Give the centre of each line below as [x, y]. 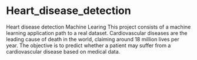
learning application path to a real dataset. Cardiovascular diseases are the [97, 33]
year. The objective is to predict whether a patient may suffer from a [89, 45]
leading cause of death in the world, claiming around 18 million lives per [93, 39]
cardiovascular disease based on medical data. [63, 51]
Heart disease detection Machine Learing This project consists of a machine [98, 27]
